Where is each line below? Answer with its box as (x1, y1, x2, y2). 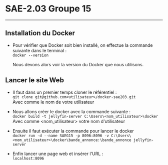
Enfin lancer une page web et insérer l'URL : (12, 151, 103, 157)
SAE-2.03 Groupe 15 (5, 3, 91, 14)
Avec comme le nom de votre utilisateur (12, 99, 94, 105)
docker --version (12, 53, 49, 58)
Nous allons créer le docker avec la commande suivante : (12, 108, 131, 115)
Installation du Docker (5, 29, 75, 37)
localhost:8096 (12, 156, 44, 161)
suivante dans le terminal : (12, 47, 67, 53)
